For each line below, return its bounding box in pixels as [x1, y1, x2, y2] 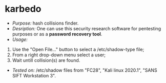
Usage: [12, 36, 28, 43]
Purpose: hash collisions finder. [12, 20, 79, 26]
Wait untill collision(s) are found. [12, 57, 80, 63]
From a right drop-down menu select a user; [12, 52, 106, 58]
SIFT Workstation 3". [12, 72, 56, 78]
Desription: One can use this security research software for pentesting [12, 25, 161, 31]
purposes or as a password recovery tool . [12, 31, 102, 37]
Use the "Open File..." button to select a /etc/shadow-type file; [12, 46, 144, 52]
